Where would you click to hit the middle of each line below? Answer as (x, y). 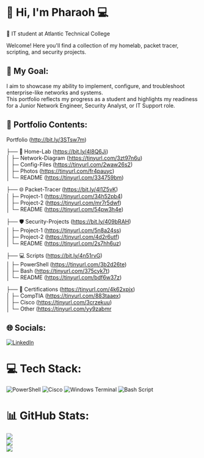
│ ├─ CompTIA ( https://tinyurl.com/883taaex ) (64, 296)
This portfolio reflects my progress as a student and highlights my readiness (102, 99)
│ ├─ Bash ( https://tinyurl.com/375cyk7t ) (58, 271)
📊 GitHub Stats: (48, 415)
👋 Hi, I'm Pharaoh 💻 (57, 13)
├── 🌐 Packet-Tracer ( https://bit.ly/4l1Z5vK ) (62, 189)
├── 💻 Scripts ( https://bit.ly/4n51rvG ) (54, 255)
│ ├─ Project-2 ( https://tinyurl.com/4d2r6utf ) (63, 236)
